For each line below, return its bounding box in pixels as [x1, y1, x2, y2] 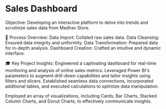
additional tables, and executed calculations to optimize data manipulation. [5, 83, 159, 89]
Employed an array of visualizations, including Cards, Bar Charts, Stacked [5, 93, 157, 99]
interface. [5, 50, 25, 56]
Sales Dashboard [5, 3, 77, 14]
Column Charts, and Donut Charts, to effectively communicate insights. [5, 98, 152, 104]
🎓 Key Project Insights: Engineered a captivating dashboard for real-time [5, 60, 156, 66]
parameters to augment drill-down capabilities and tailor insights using [5, 73, 151, 79]
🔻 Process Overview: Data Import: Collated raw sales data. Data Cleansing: [5, 34, 159, 40]
